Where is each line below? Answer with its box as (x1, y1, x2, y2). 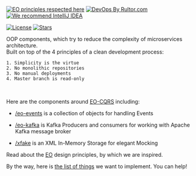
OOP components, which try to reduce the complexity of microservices (6, 36, 183, 42)
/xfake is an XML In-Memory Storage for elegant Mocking (14, 139, 158, 146)
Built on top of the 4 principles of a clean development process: (6, 48, 164, 55)
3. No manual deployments (6, 71, 71, 77)
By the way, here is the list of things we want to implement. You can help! (6, 163, 188, 170)
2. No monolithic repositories (6, 65, 85, 71)
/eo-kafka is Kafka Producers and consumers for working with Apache (14, 121, 191, 128)
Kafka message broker (14, 128, 72, 135)
